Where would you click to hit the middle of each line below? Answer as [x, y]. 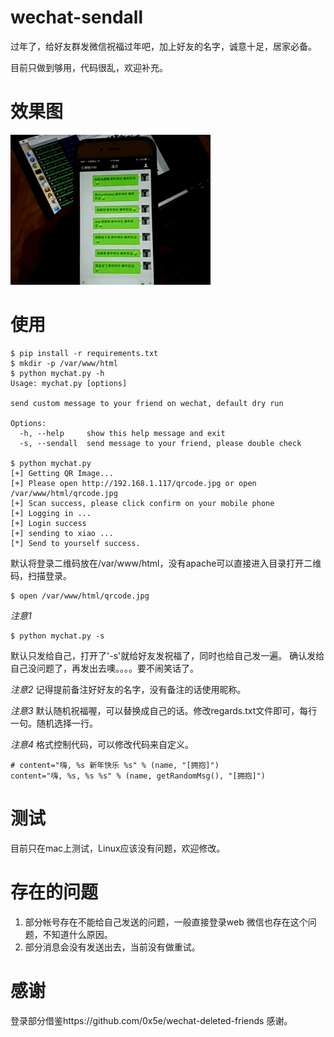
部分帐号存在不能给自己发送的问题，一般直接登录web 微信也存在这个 [166, 922]
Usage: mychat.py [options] [69, 383]
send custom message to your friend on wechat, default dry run [147, 403]
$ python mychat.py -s [57, 636]
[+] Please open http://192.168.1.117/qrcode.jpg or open [133, 483]
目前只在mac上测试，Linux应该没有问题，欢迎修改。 [118, 848]
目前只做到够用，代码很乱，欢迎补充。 [89, 67]
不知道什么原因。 [77, 934]
